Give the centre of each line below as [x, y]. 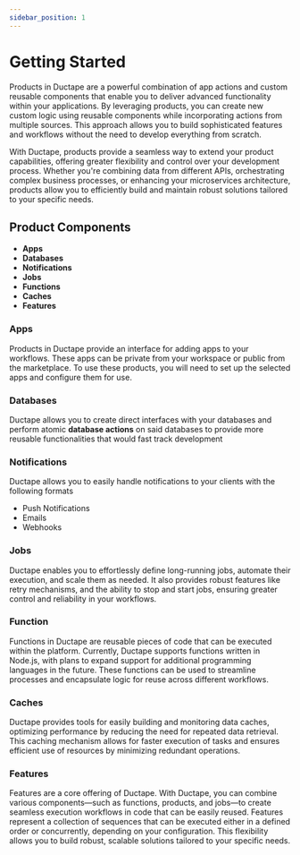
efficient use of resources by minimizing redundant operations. [125, 751]
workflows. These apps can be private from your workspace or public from [147, 358]
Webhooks [42, 527]
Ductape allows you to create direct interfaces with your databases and [141, 419]
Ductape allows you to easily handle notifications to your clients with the [142, 482]
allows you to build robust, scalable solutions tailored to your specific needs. [150, 841]
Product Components [70, 227]
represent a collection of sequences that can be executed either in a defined [150, 822]
